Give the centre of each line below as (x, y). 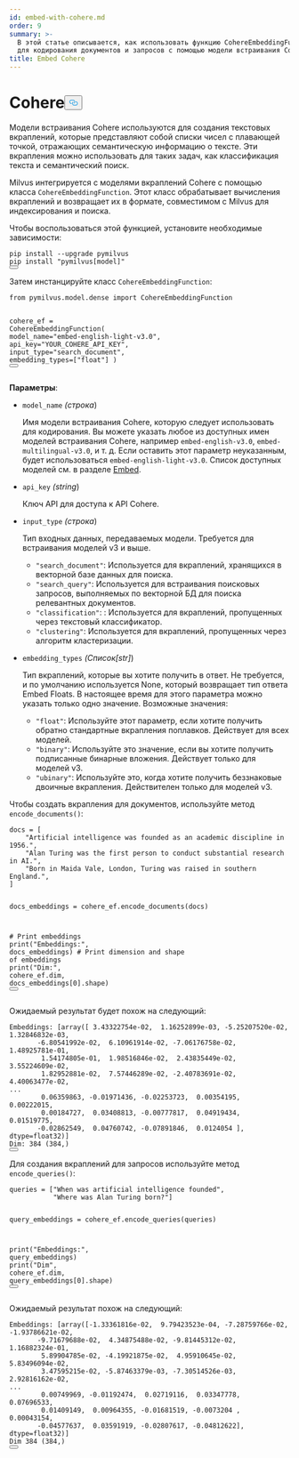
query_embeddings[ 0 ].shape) (61, 1281)
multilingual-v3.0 (56, 451)
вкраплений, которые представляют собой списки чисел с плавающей (145, 137)
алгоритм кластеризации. (84, 640)
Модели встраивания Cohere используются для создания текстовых (140, 127)
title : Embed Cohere (48, 59)
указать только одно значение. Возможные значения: (125, 703)
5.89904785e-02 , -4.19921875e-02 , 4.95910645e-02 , (139, 1356)
